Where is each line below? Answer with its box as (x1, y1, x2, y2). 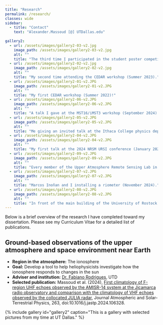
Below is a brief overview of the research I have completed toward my (5, 214, 145, 220)
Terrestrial (12, 300, 33, 306)
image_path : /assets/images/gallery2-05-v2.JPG (14, 120, 112, 124)
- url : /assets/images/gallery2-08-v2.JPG (9, 187, 97, 192)
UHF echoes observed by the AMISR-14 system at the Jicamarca (26, 284, 156, 291)
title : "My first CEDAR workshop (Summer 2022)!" (14, 93, 116, 97)
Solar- (145, 295, 158, 301)
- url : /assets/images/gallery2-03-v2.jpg (9, 43, 97, 48)
